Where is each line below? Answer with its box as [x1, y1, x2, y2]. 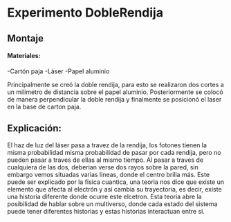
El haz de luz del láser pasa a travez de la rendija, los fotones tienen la [7, 140, 207, 149]
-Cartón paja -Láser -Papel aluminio [7, 67, 110, 75]
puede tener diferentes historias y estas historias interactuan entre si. [7, 207, 205, 215]
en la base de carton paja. [7, 102, 82, 111]
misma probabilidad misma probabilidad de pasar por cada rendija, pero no [7, 148, 221, 156]
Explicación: [7, 122, 62, 134]
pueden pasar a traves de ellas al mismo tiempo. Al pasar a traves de [7, 156, 204, 164]
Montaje [7, 33, 44, 44]
